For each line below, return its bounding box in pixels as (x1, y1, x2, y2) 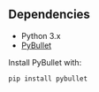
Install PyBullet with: (8, 57, 82, 67)
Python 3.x (20, 30, 61, 41)
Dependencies (8, 7, 90, 22)
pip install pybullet (8, 74, 88, 83)
